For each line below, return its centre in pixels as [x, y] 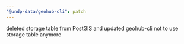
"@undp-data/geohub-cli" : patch [46, 11]
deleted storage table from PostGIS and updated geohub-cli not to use [92, 28]
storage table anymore [34, 34]
